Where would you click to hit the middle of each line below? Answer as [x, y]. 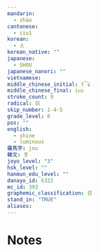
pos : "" [18, 123]
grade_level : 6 [29, 116]
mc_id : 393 [23, 187]
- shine [24, 135]
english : [20, 129]
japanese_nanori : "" [37, 71]
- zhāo [23, 20]
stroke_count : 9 [30, 97]
